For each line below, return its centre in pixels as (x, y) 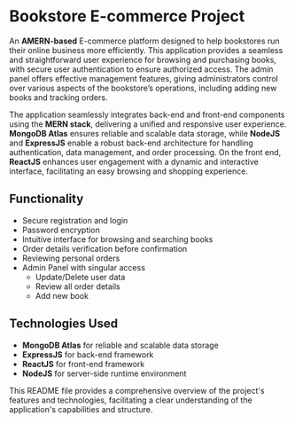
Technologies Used (63, 324)
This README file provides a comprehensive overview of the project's (137, 390)
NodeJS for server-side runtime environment (104, 373)
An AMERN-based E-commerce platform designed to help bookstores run (145, 41)
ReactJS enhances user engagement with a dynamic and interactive (134, 161)
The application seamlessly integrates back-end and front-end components (147, 114)
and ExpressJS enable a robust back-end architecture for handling (132, 143)
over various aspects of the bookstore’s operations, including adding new (143, 88)
